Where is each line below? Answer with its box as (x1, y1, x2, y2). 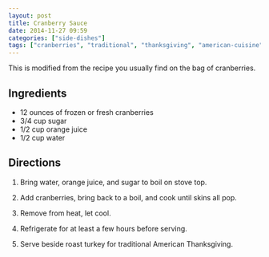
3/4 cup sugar (19, 116, 67, 125)
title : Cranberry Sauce (8, 19, 88, 27)
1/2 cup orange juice (19, 125, 88, 134)
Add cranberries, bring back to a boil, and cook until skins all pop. (19, 192, 238, 202)
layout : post (8, 11, 52, 20)
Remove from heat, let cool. (19, 208, 111, 218)
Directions (8, 156, 62, 170)
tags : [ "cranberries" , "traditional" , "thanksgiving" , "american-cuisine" (8, 42, 263, 49)
